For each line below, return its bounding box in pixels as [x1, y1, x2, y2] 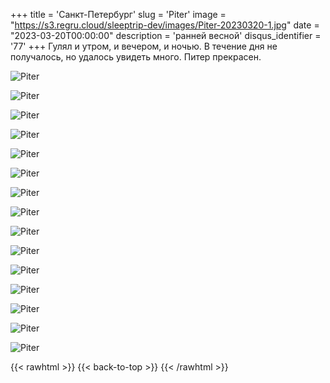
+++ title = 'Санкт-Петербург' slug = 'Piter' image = [10, 9, 227, 20]
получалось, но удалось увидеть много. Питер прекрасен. [10, 51, 262, 63]
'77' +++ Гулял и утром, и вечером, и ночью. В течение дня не [10, 40, 278, 52]
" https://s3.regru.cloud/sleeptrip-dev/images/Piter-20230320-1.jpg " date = [10, 19, 320, 31]
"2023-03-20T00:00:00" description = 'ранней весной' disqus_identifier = [10, 30, 322, 41]
